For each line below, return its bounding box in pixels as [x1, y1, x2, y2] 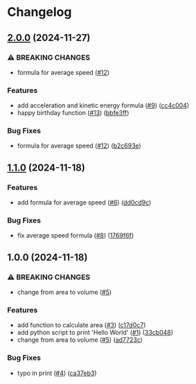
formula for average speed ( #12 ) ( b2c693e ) [17, 141, 142, 150]
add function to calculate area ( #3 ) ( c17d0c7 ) [17, 321, 146, 329]
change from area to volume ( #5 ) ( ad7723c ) [17, 335, 143, 344]
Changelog [7, 4, 72, 20]
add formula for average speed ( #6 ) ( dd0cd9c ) [17, 198, 152, 207]
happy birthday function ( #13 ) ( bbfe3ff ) [17, 109, 130, 117]
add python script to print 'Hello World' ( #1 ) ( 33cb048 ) [17, 329, 174, 337]
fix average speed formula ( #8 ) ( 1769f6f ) [17, 232, 134, 240]
